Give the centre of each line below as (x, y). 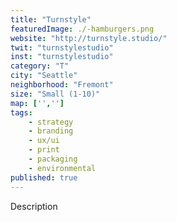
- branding (51, 131)
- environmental (62, 168)
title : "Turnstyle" (51, 19)
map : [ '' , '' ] (37, 103)
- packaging (53, 159)
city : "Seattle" (44, 76)
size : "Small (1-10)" (55, 94)
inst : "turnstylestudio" (62, 57)
